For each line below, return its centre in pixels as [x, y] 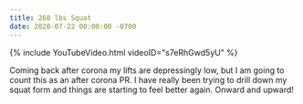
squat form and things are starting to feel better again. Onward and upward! [152, 89]
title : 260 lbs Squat [51, 18]
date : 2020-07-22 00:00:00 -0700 [73, 26]
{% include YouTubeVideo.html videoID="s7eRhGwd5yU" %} [124, 52]
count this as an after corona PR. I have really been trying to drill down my [148, 79]
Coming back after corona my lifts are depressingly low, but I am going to [147, 70]
